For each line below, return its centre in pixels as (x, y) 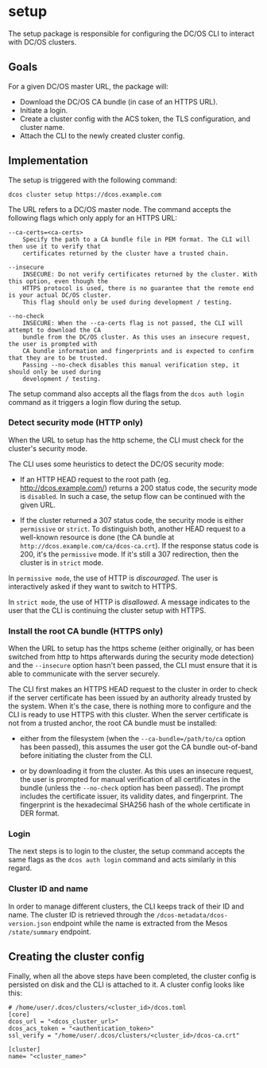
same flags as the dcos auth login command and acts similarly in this (122, 860)
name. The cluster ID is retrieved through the (81, 914)
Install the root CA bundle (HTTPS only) (86, 630)
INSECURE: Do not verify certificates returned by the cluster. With (140, 274)
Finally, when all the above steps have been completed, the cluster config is (132, 976)
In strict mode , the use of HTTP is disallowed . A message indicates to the (129, 602)
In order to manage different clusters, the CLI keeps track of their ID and (126, 906)
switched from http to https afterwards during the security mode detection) (131, 657)
